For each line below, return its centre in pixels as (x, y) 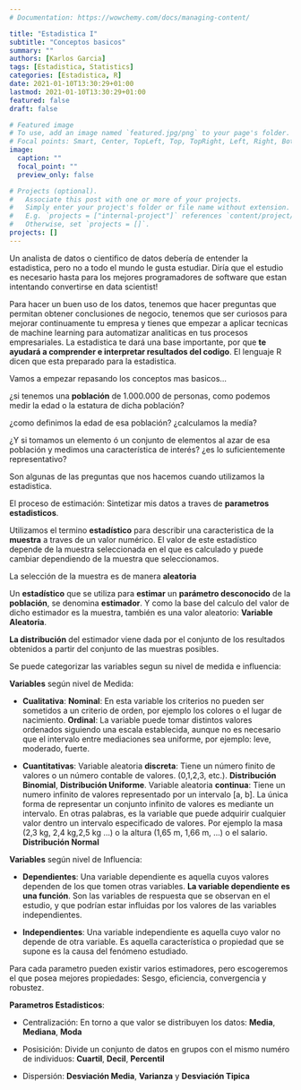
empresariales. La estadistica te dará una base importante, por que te (138, 342)
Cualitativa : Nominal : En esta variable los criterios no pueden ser (143, 700)
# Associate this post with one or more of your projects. (126, 199)
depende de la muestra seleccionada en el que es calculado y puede (137, 549)
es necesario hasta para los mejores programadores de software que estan (148, 277)
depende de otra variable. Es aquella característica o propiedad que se (153, 941)
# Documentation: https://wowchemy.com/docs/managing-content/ (130, 17)
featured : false (39, 100)
